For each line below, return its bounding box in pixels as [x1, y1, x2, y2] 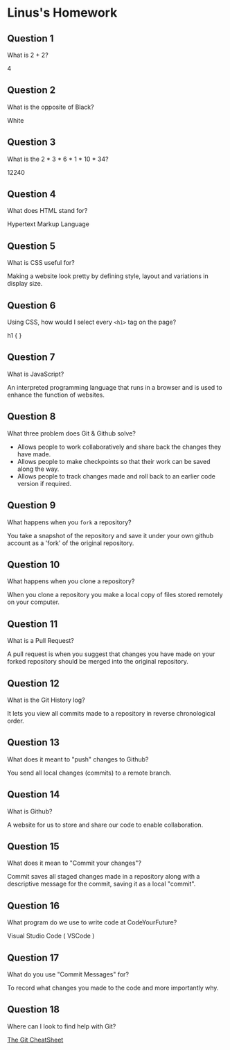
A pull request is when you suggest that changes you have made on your [7, 650, 215, 658]
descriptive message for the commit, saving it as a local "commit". [7, 879, 196, 888]
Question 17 [7, 952, 60, 963]
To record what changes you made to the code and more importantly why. [7, 983, 219, 992]
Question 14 [7, 789, 60, 800]
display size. [7, 279, 43, 288]
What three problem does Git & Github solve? [7, 429, 136, 438]
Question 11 [7, 618, 58, 630]
